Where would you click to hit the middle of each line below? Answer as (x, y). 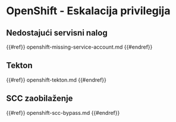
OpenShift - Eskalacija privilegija (88, 11)
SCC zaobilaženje (40, 99)
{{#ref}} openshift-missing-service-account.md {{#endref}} (79, 47)
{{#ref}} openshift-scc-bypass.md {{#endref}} (63, 113)
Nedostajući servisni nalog (57, 33)
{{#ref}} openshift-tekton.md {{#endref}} (56, 80)
